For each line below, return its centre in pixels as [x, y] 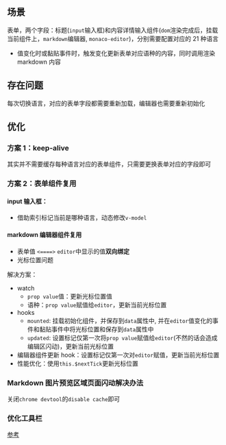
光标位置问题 [35, 259]
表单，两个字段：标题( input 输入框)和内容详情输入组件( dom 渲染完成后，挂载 [113, 30]
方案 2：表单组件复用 [42, 183]
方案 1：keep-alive [38, 148]
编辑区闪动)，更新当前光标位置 [71, 346]
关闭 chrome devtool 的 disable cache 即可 [64, 398]
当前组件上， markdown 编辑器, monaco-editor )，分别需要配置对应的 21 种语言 [113, 38]
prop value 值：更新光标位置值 [70, 296]
